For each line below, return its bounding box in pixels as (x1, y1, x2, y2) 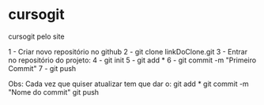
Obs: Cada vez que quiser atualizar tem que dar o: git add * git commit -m (8, 79, 249, 88)
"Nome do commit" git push (8, 87, 100, 96)
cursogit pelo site (8, 32, 65, 41)
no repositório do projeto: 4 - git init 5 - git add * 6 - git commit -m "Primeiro (8, 55, 257, 65)
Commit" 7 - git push (8, 63, 77, 73)
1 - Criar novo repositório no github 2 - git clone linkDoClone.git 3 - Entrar (8, 47, 247, 56)
